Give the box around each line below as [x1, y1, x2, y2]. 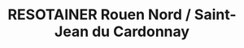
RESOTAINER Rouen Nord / [7, 6, 191, 24]
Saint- [194, 6, 237, 24]
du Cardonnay [91, 22, 190, 41]
